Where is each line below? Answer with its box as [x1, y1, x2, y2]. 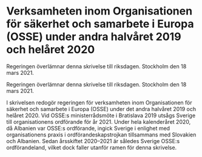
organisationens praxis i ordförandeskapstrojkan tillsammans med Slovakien [6, 131, 197, 138]
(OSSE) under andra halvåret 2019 [6, 30, 181, 43]
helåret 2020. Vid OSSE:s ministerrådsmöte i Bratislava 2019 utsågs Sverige [6, 112, 196, 119]
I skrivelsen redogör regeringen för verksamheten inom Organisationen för [6, 98, 192, 106]
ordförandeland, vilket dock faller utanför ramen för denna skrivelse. [6, 144, 177, 151]
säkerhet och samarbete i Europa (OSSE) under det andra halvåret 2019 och [6, 105, 197, 112]
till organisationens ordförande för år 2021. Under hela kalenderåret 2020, [6, 118, 191, 125]
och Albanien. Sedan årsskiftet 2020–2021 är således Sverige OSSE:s [6, 137, 180, 144]
